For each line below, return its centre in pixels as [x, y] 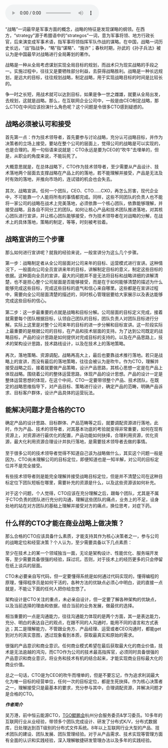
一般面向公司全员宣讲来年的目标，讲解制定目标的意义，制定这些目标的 [90, 269]
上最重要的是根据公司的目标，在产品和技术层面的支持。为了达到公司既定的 [82, 331]
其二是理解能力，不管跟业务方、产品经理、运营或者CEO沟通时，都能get [87, 629]
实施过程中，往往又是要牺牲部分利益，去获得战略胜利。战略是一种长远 [86, 71]
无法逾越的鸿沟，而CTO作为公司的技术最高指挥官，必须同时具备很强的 [86, 652]
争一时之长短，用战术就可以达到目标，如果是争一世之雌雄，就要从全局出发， [84, 94]
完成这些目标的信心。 [27, 301]
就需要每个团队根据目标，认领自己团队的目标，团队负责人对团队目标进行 [79, 318]
